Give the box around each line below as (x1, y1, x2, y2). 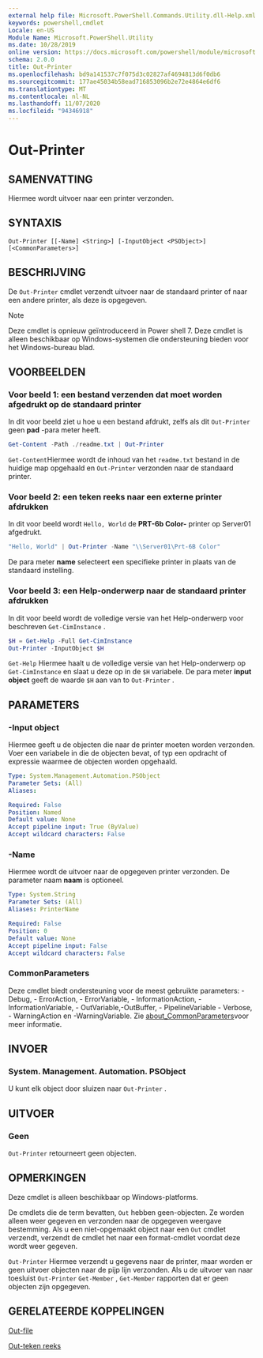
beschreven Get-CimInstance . (8, 621, 106, 631)
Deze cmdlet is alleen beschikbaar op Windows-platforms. (8, 1192, 199, 1201)
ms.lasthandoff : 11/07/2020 (8, 100, 101, 108)
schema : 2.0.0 (8, 56, 55, 64)
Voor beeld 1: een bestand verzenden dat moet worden (8, 389, 223, 400)
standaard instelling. (8, 566, 74, 575)
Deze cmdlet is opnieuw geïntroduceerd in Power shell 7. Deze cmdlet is (8, 326, 243, 335)
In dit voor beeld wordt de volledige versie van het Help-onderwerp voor (8, 613, 244, 623)
